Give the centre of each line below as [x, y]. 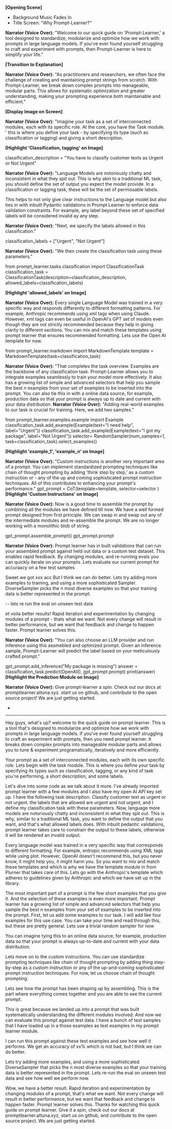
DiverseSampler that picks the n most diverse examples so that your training [86, 1067]
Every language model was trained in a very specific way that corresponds [84, 845]
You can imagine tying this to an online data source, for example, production [86, 936]
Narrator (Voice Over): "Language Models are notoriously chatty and [79, 173]
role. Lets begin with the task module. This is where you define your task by [85, 765]
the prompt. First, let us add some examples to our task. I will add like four [83, 915]
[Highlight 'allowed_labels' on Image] [46, 293]
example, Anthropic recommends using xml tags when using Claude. [78, 313]
